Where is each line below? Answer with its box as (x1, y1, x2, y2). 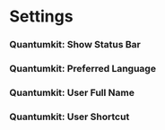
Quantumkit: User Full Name (9, 86, 135, 99)
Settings (9, 6, 74, 27)
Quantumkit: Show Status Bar (9, 39, 141, 51)
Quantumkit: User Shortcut (9, 110, 130, 123)
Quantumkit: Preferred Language (9, 63, 157, 75)
